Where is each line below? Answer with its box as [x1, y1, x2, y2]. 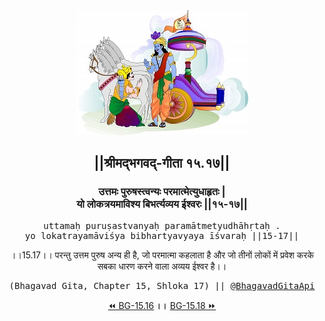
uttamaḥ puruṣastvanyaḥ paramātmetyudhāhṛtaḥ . [43, 220, 281, 231]
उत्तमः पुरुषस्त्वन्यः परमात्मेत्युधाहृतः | [98, 185, 226, 199]
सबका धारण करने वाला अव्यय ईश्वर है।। [97, 260, 227, 272]
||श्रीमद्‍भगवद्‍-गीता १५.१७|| [93, 155, 231, 172]
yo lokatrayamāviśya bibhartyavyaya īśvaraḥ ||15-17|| [24, 230, 300, 241]
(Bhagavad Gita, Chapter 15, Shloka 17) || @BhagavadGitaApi [8, 280, 316, 291]
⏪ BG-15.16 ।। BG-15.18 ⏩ [107, 299, 217, 311]
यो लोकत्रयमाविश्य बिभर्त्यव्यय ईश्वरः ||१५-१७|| [76, 197, 248, 211]
